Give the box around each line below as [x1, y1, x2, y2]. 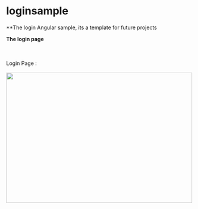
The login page [6, 35, 45, 42]
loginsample [6, 4, 68, 18]
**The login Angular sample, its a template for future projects [6, 24, 158, 31]
